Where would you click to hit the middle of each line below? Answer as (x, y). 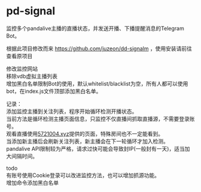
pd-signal (31, 11)
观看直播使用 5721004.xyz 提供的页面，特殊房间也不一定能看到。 (85, 133)
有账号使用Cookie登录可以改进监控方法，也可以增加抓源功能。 (83, 175)
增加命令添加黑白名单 (32, 182)
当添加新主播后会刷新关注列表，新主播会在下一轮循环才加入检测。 (87, 141)
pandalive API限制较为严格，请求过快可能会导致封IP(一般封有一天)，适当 (96, 148)
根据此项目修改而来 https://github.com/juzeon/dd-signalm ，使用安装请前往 (99, 48)
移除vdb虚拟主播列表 (32, 76)
